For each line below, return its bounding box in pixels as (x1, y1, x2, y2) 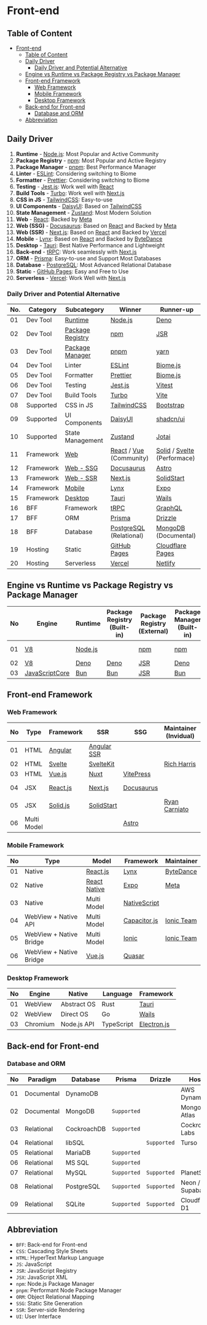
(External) (138, 627, 168, 635)
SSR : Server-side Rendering (15, 1306, 85, 1313)
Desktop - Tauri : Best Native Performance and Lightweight (15, 241, 165, 249)
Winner (119, 305, 142, 314)
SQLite (65, 1200, 85, 1208)
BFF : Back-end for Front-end (15, 1241, 88, 1248)
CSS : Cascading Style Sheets (15, 1247, 88, 1254)
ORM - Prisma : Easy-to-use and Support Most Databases (15, 254, 162, 262)
